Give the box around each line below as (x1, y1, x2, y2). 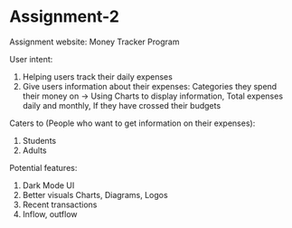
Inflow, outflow (22, 208, 79, 219)
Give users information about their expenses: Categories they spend (22, 81, 278, 91)
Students (22, 135, 57, 146)
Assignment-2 (9, 6, 120, 27)
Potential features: (9, 162, 78, 173)
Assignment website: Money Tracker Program (9, 36, 180, 47)
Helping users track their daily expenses (22, 71, 174, 82)
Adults (22, 145, 47, 156)
